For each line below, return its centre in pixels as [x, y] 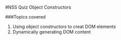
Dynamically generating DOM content [51, 32]
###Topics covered [25, 17]
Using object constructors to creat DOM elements [64, 26]
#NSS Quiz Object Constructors [38, 7]
